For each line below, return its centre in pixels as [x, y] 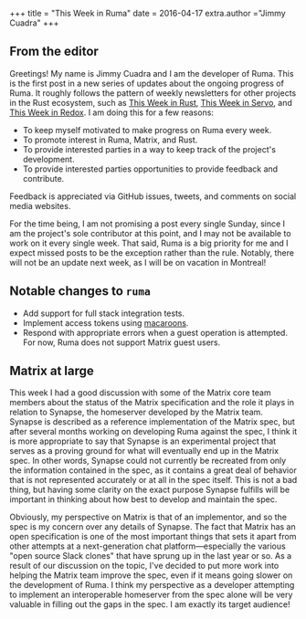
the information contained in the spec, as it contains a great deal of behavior [153, 470]
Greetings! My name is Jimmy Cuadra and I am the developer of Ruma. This [152, 73]
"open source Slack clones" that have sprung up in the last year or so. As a [151, 556]
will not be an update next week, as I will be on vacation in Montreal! [138, 262]
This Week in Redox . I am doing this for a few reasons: [112, 112]
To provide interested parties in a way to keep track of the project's [149, 149]
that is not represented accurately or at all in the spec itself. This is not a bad [153, 480]
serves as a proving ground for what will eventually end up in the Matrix [144, 451]
